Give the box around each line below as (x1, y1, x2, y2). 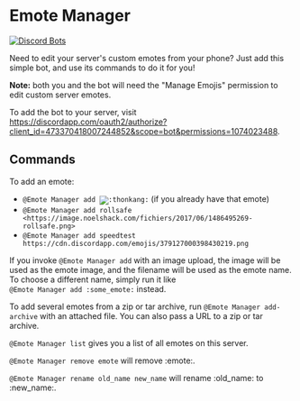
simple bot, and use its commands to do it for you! (9, 62, 195, 73)
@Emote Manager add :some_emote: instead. (9, 283, 167, 294)
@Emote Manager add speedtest (22, 231, 137, 240)
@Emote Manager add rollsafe (22, 205, 132, 214)
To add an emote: (9, 176, 75, 187)
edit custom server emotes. (9, 89, 112, 100)
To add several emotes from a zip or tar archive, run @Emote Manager (9, 301, 261, 312)
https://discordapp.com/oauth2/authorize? (9, 116, 168, 127)
